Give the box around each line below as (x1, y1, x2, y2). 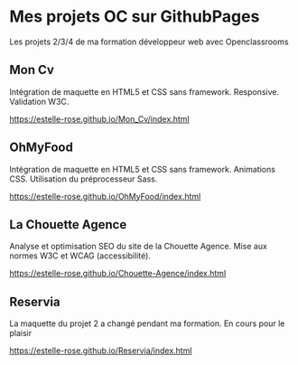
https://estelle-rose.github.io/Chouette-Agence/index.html (9, 268, 227, 279)
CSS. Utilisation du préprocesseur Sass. (9, 173, 158, 184)
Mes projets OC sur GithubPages (9, 6, 260, 27)
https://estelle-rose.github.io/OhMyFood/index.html (9, 191, 201, 201)
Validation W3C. (9, 96, 70, 107)
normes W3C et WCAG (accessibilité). (9, 250, 152, 261)
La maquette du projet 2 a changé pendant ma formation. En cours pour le (9, 318, 285, 329)
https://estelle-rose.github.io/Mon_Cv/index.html (9, 113, 190, 124)
